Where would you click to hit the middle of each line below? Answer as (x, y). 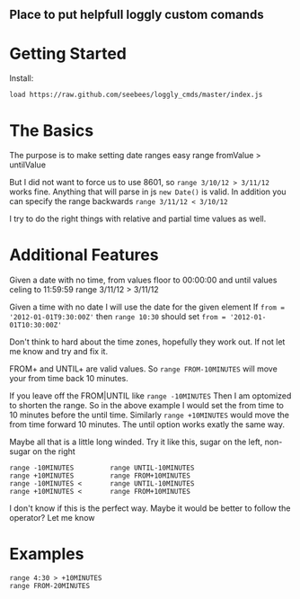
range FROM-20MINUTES (50, 586)
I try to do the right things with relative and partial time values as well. (138, 219)
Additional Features (84, 255)
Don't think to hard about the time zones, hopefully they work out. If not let (147, 342)
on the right (54, 451)
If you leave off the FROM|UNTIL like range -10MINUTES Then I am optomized (150, 396)
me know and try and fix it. (59, 352)
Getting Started (68, 54)
